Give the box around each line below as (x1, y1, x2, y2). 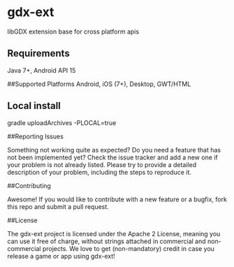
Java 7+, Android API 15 (7, 66, 76, 74)
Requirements (7, 48, 70, 59)
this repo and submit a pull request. (7, 202, 110, 210)
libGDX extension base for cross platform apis (7, 27, 140, 36)
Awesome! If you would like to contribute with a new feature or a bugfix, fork (7, 195, 227, 203)
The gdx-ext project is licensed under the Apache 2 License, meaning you (7, 229, 221, 238)
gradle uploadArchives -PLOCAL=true (7, 118, 117, 127)
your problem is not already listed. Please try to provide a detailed (7, 160, 197, 168)
